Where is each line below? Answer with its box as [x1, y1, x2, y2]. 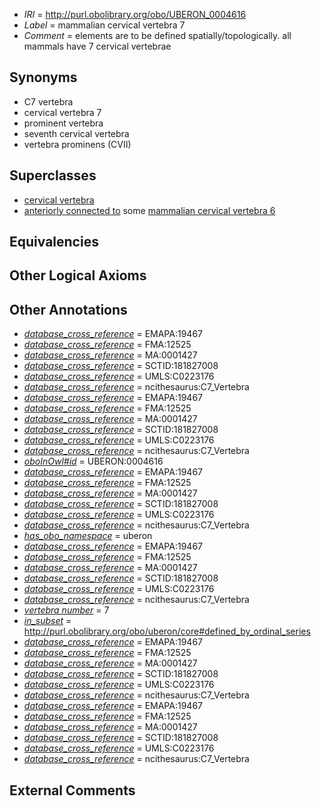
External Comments [9, 782, 136, 799]
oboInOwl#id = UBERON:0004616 [23, 455, 164, 468]
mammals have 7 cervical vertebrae [23, 40, 172, 52]
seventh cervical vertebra [23, 127, 130, 139]
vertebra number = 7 [23, 604, 110, 616]
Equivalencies [9, 234, 99, 251]
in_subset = [23, 615, 72, 627]
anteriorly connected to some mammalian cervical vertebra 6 [23, 204, 276, 216]
